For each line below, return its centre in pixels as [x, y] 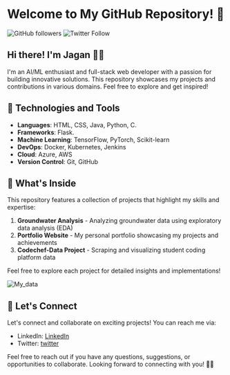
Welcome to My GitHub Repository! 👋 [116, 14]
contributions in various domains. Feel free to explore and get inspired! [108, 86]
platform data [36, 257]
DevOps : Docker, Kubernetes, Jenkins [71, 147]
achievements [37, 243]
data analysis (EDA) [45, 228]
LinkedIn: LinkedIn [43, 336]
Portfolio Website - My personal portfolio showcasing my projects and [118, 235]
